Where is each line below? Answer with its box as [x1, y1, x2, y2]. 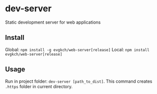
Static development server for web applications [5, 19, 101, 25]
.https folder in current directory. [5, 83, 73, 89]
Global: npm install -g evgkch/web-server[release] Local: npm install [5, 46, 150, 52]
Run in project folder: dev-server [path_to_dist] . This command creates [5, 78, 153, 84]
